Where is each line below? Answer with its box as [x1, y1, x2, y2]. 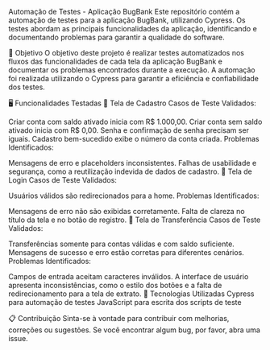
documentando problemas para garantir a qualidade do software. [8, 32, 226, 42]
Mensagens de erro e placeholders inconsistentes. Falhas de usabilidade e [8, 159, 257, 167]
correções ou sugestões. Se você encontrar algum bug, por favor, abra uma [8, 325, 260, 335]
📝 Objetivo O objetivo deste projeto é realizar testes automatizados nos [8, 48, 244, 57]
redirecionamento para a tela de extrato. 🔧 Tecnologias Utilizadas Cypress [8, 289, 255, 299]
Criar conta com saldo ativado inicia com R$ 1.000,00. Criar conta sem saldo [8, 117, 263, 126]
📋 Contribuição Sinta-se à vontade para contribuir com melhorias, [8, 314, 230, 323]
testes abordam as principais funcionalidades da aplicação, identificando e [8, 24, 258, 33]
